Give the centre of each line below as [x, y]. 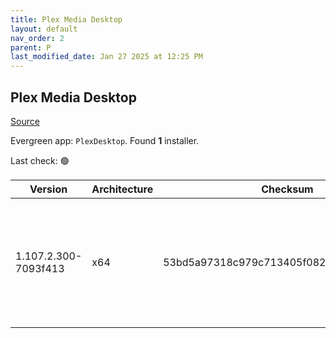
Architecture [122, 189]
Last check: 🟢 [40, 160]
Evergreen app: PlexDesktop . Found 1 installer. [105, 140]
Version [48, 189]
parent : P [31, 47]
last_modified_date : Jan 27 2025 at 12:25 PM [106, 57]
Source [25, 121]
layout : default [44, 29]
